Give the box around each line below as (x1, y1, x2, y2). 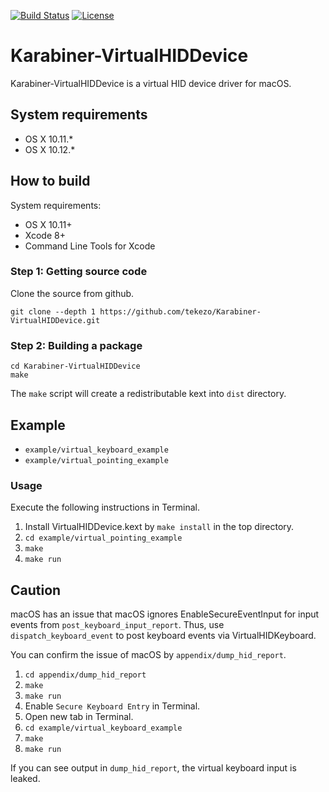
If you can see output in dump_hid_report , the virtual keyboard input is (10, 762, 297, 774)
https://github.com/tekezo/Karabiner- (99, 306, 262, 317)
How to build (10, 173, 91, 190)
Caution (10, 581, 62, 599)
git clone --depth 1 (10, 306, 97, 317)
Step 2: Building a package (10, 338, 143, 352)
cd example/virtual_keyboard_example (24, 723, 183, 734)
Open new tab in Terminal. (24, 711, 134, 723)
